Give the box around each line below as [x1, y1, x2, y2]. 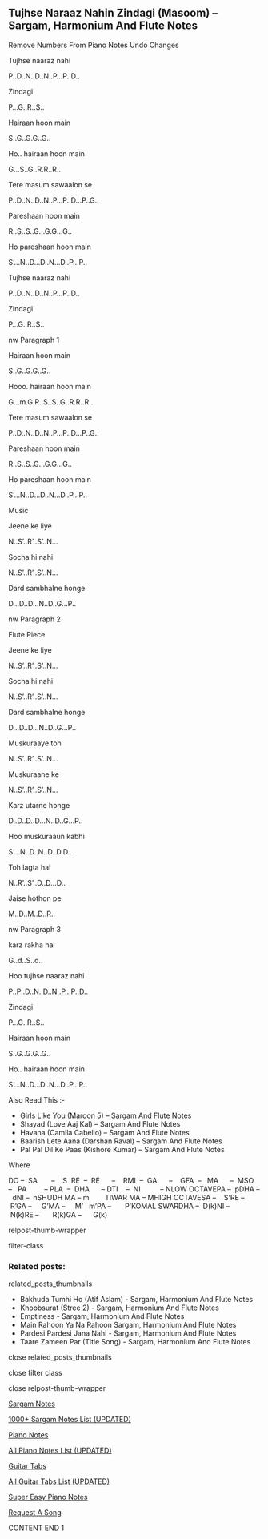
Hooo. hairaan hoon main [8, 381, 92, 391]
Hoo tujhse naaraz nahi [8, 970, 85, 980]
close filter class [8, 1368, 62, 1378]
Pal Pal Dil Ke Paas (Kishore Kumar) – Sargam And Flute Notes [19, 1144, 226, 1154]
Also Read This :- [8, 1095, 66, 1104]
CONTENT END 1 [8, 1523, 65, 1533]
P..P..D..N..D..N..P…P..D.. [8, 986, 89, 996]
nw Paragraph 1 [8, 335, 60, 344]
